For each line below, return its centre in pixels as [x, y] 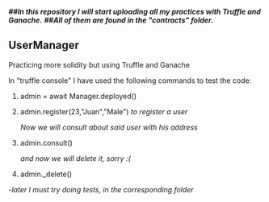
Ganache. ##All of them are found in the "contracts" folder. [111, 20]
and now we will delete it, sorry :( [75, 158]
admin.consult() [46, 142]
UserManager [44, 45]
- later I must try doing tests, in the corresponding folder [101, 189]
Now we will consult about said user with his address [109, 127]
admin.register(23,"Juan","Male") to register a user [104, 111]
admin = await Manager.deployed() [78, 96]
